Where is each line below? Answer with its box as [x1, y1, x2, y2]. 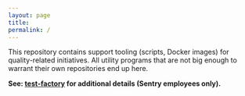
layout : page [8, 11, 51, 20]
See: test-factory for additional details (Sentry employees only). [8, 79, 222, 88]
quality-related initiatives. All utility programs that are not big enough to [8, 55, 237, 65]
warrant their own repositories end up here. [8, 64, 149, 73]
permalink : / [8, 26, 51, 34]
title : [8, 19, 30, 27]
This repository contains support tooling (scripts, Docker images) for [8, 48, 229, 57]
